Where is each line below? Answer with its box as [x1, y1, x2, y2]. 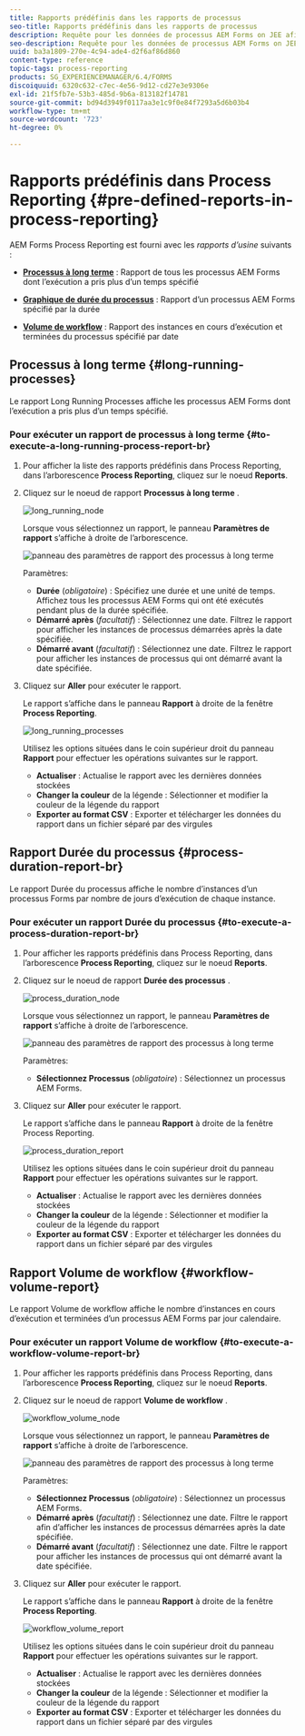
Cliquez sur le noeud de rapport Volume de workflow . [22, 1395, 229, 1406]
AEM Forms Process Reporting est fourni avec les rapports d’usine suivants [9, 239, 292, 250]
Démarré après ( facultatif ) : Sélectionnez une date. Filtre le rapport [35, 1512, 288, 1523]
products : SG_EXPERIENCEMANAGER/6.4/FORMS [9, 73, 172, 82]
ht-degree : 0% [9, 124, 64, 133]
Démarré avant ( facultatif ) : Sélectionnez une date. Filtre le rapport [35, 1541, 288, 1552]
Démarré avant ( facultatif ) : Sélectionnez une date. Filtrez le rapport [35, 644, 292, 655]
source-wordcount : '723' [9, 115, 103, 124]
